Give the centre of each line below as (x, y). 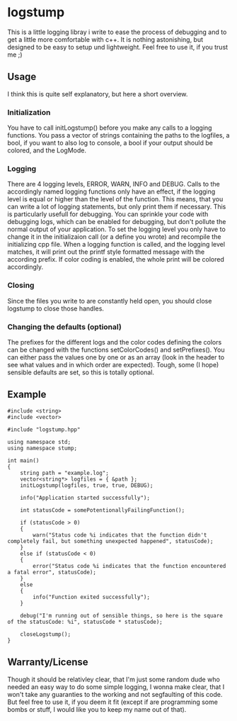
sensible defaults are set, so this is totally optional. (81, 372)
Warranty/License (48, 663)
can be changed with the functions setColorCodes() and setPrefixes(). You (116, 350)
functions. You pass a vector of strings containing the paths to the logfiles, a (118, 135)
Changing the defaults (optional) (64, 327)
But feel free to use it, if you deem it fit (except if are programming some (112, 702)
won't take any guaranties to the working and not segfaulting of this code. (115, 694)
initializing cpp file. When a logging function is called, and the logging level (116, 245)
